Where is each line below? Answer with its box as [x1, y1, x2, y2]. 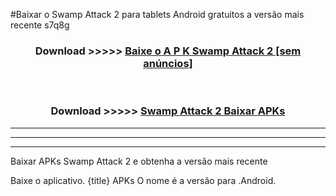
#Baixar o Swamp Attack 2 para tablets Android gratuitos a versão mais [10, 9, 305, 20]
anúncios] [143, 56, 193, 70]
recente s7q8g [10, 19, 70, 31]
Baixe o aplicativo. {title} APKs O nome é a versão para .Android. [10, 174, 277, 186]
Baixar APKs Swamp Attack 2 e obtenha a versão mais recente [10, 155, 268, 167]
